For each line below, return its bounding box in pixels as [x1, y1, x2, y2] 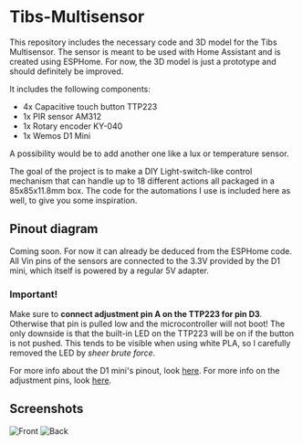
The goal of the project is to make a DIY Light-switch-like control [9, 165, 253, 176]
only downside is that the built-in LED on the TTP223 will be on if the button [9, 328, 295, 339]
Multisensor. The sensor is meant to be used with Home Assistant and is [9, 46, 281, 57]
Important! [9, 288, 58, 301]
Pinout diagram [9, 221, 99, 237]
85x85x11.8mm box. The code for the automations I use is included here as [9, 185, 291, 196]
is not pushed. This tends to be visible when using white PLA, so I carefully [9, 338, 291, 349]
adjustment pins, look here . [9, 375, 112, 386]
